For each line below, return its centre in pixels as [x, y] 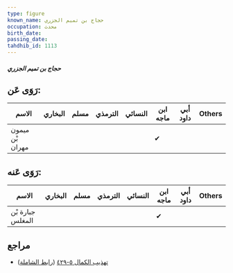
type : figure [26, 14]
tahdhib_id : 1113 [32, 46]
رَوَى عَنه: [24, 172]
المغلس [22, 221]
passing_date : [28, 40]
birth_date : [24, 33]
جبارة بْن [23, 212]
